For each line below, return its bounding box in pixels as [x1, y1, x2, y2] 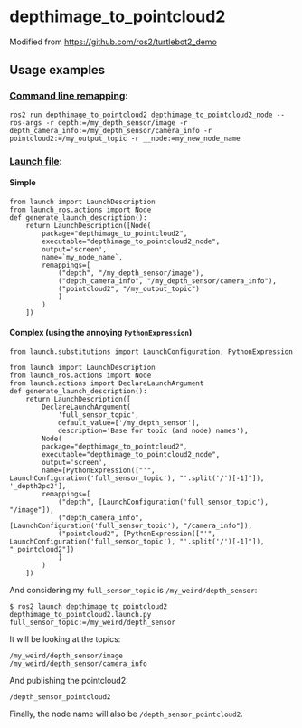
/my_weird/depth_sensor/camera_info [9, 658, 147, 668]
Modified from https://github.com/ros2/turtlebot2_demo [9, 36, 217, 47]
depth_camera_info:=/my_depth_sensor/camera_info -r [9, 126, 212, 135]
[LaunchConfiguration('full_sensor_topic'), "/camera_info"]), [9, 521, 253, 530]
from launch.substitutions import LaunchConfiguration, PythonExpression [9, 346, 294, 356]
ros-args [9, 118, 42, 128]
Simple [9, 177, 36, 188]
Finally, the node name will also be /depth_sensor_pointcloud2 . [9, 708, 243, 719]
